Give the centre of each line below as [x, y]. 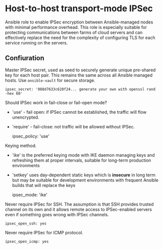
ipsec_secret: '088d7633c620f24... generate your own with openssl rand [80, 89]
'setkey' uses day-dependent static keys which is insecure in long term [84, 175]
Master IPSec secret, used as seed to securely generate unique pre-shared [80, 70]
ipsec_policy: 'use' [31, 136]
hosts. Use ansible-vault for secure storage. [50, 80]
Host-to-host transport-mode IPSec [79, 9]
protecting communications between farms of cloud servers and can [74, 32]
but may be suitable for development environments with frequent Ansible [85, 180]
